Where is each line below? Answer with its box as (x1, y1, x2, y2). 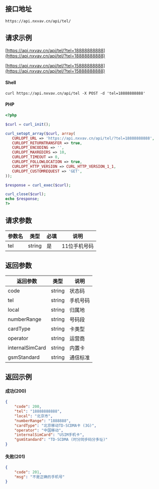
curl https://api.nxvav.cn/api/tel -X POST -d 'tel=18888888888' (5, 91, 145, 96)
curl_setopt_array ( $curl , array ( (5, 131, 76, 136)
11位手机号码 (62, 242, 94, 249)
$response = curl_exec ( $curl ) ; (5, 182, 71, 187)
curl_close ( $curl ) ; (5, 192, 46, 197)
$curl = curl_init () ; (5, 122, 51, 127)
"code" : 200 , (14, 404, 42, 409)
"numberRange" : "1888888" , (14, 418, 71, 423)
